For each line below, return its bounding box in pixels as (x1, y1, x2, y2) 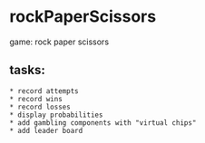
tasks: (9, 62, 45, 78)
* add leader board (9, 126, 83, 135)
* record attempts (9, 86, 79, 96)
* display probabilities (9, 110, 103, 119)
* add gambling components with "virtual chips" (9, 118, 197, 128)
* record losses (9, 102, 71, 111)
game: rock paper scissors (9, 36, 110, 47)
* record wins (9, 94, 63, 103)
